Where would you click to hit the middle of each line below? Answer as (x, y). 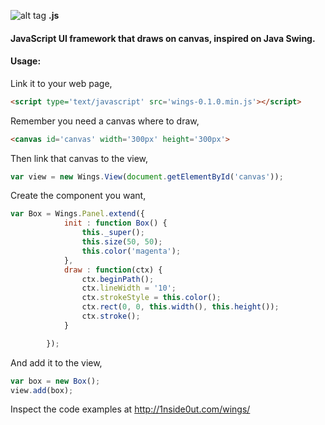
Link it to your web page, (61, 83)
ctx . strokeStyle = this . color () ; (151, 298)
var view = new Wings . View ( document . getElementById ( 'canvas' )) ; (147, 176)
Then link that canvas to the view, (79, 158)
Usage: (26, 61)
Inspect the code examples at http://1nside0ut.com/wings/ (130, 409)
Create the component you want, (78, 196)
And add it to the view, (56, 362)
